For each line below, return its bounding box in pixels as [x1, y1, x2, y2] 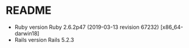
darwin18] [14, 29, 40, 37]
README [5, 4, 52, 17]
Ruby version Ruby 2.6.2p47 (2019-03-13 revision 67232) [14, 23, 159, 31]
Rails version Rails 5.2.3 [14, 36, 74, 43]
